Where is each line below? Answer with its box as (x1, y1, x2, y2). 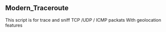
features (5, 22, 23, 28)
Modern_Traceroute (5, 4, 69, 12)
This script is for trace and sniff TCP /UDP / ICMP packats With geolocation (5, 17, 161, 23)
